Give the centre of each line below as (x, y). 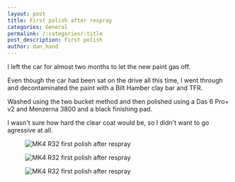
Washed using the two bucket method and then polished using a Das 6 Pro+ (118, 102)
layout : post (27, 14)
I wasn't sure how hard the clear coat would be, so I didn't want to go (108, 123)
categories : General (38, 27)
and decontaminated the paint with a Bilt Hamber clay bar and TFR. (105, 88)
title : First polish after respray (60, 20)
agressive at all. (30, 130)
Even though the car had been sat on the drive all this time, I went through (115, 80)
